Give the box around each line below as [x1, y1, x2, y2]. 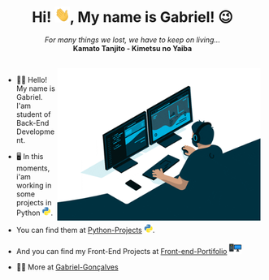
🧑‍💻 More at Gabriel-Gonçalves [15, 262, 119, 272]
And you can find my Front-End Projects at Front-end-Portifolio [15, 246, 228, 256]
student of [15, 109, 51, 119]
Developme [15, 127, 55, 136]
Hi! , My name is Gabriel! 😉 [32, 8, 233, 27]
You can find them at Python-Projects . [15, 225, 155, 235]
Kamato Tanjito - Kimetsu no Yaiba [72, 43, 193, 53]
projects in [15, 197, 52, 207]
